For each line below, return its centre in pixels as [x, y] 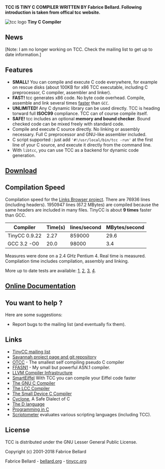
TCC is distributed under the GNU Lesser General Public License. [71, 442]
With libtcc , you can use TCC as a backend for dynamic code [75, 150]
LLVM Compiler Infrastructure [42, 372]
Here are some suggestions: [34, 315]
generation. [24, 155]
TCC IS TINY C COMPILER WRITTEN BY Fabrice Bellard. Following [73, 7]
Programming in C [31, 409]
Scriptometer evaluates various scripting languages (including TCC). [82, 414]
